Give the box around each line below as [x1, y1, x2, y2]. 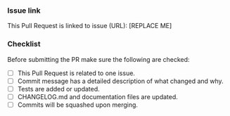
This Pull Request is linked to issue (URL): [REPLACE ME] [7, 22, 172, 30]
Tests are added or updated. [17, 84, 100, 93]
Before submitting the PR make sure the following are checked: [7, 55, 190, 63]
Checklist [7, 39, 41, 49]
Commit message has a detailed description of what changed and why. [17, 77, 224, 85]
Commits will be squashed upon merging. [17, 101, 139, 109]
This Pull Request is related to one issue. [17, 69, 136, 77]
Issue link [7, 6, 41, 15]
